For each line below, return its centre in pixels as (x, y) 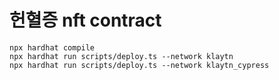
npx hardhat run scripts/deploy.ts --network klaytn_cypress (139, 65)
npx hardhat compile (52, 47)
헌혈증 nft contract (85, 20)
